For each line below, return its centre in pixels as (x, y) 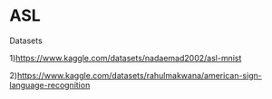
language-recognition (50, 85)
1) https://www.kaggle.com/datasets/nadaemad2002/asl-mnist (126, 58)
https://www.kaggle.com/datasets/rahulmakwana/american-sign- (140, 75)
